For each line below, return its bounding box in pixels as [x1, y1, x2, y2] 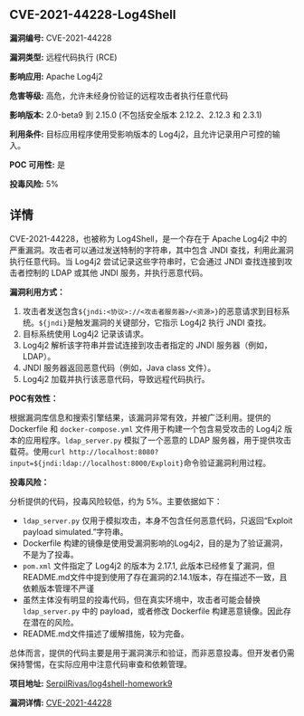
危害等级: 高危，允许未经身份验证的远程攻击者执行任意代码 [9, 90, 229, 100]
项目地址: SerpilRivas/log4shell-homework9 [9, 678, 173, 689]
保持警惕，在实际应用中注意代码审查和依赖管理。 [9, 658, 192, 669]
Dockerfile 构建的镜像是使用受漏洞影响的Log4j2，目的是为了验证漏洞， [22, 538, 288, 549]
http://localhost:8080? [69, 447, 159, 456]
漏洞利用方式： [9, 286, 65, 297]
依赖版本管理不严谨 [22, 583, 95, 594]
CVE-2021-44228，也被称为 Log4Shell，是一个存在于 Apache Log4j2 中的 [9, 233, 288, 243]
